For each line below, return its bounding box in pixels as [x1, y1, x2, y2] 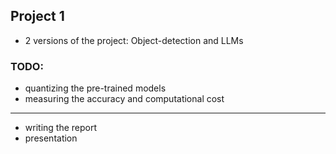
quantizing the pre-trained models [24, 82, 167, 94]
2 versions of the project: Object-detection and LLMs [24, 34, 244, 46]
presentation [24, 132, 78, 144]
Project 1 [10, 8, 65, 25]
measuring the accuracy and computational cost [24, 93, 225, 105]
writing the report [24, 122, 98, 134]
